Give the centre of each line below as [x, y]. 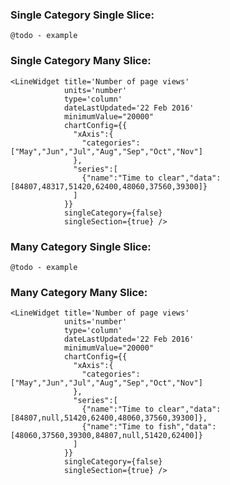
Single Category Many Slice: [81, 61]
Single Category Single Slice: [82, 15]
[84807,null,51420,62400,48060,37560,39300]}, [109, 418]
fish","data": [187, 427]
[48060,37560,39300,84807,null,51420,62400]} [106, 436]
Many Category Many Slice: [79, 292]
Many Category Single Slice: [81, 246]
